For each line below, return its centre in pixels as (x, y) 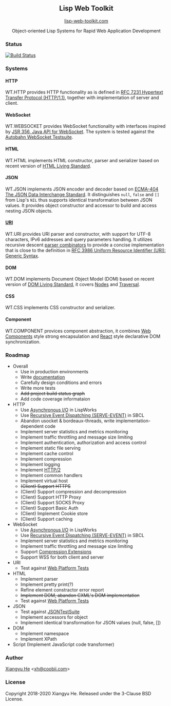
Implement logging (40, 464)
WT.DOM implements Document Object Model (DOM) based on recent (80, 279)
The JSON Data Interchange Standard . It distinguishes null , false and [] (82, 194)
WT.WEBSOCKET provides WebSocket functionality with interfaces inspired (85, 126)
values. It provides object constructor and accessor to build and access (81, 205)
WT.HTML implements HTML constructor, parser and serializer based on (82, 160)
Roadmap (17, 355)
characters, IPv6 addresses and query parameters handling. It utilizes (79, 240)
